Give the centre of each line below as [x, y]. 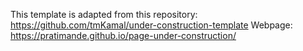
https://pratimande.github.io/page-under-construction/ [123, 35]
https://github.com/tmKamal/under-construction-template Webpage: [151, 25]
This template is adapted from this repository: [104, 14]
